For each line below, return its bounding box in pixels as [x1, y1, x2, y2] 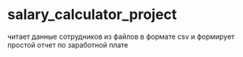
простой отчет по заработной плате [7, 40, 129, 49]
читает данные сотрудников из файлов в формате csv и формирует [7, 32, 235, 41]
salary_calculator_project [7, 6, 178, 24]
